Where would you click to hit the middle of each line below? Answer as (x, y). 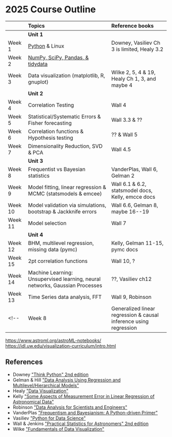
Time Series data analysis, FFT (65, 297)
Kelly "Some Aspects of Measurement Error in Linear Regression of (83, 396)
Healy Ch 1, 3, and (134, 79)
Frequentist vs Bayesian (57, 169)
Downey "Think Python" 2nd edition (50, 374)
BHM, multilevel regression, (61, 243)
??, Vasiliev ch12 (132, 279)
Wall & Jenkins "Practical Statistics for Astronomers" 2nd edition (81, 423)
